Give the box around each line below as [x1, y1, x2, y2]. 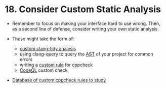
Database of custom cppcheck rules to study [12, 77, 106, 83]
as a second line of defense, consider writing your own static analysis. [12, 25, 159, 32]
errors [19, 56, 33, 62]
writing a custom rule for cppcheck [19, 62, 93, 68]
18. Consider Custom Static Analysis [5, 4, 161, 15]
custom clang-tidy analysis [19, 45, 76, 51]
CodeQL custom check [19, 67, 68, 73]
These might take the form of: [12, 36, 74, 42]
